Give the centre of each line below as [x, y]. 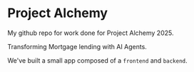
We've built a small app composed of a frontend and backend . [97, 60]
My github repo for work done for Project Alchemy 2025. [91, 33]
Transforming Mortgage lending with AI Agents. [77, 46]
